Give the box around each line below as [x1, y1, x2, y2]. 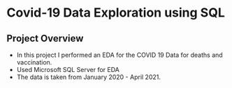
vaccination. [16, 58, 52, 67]
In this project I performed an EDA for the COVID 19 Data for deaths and [16, 51, 223, 59]
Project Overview [6, 33, 84, 44]
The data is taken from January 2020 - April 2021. [16, 73, 161, 81]
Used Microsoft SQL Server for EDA [16, 66, 119, 73]
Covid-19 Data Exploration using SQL [6, 5, 225, 21]
